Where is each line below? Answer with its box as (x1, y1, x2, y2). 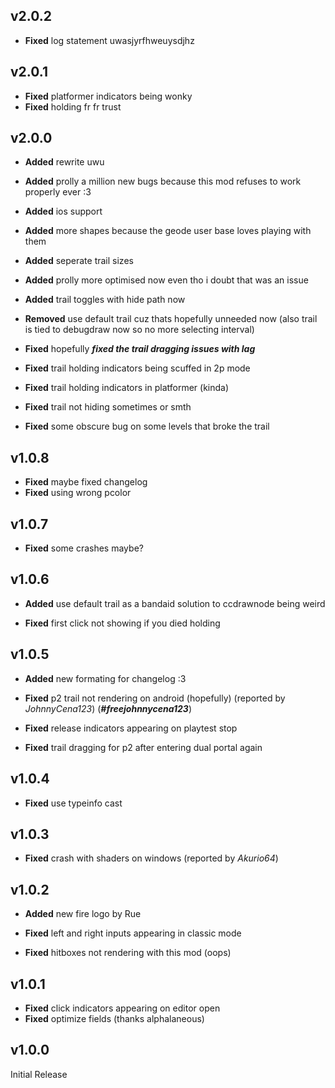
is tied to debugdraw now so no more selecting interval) (24, 324, 255, 336)
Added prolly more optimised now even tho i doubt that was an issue (24, 274, 309, 286)
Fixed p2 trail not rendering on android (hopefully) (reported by (24, 692, 286, 704)
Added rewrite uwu (24, 156, 105, 168)
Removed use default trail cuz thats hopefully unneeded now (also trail (24, 313, 318, 325)
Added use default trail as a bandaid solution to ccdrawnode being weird (24, 597, 326, 609)
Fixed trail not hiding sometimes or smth (24, 401, 192, 413)
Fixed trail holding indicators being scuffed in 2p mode (24, 362, 251, 374)
